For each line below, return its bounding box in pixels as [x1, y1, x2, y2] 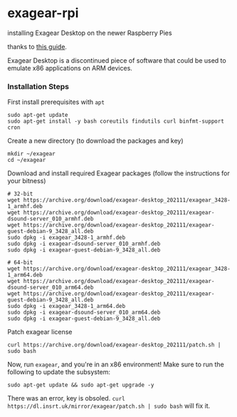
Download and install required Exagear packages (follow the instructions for [7, 169, 230, 177]
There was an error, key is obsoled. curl [7, 394, 126, 403]
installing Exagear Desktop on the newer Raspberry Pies [7, 29, 172, 37]
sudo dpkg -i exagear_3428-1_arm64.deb [7, 303, 126, 310]
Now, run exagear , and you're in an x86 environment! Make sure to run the [7, 360, 224, 369]
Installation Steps [7, 81, 70, 91]
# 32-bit [7, 190, 33, 197]
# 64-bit [7, 259, 33, 267]
